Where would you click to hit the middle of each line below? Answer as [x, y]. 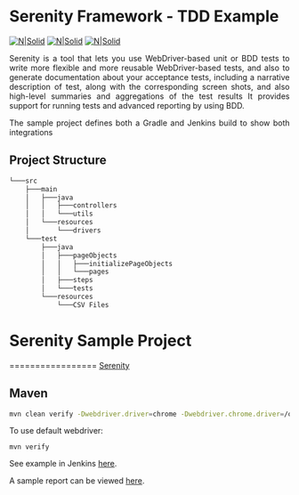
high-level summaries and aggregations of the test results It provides [149, 96]
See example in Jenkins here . [63, 464]
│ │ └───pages [75, 272]
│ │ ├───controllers [71, 206]
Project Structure [58, 161]
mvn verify [29, 447]
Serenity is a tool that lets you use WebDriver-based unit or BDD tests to [149, 58]
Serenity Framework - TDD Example [144, 16]
